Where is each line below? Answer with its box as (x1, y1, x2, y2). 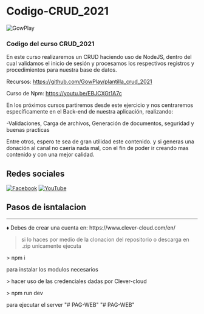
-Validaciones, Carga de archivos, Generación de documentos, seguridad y (6, 120, 194, 127)
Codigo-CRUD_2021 (6, 4, 109, 18)
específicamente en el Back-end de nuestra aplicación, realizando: (6, 108, 174, 115)
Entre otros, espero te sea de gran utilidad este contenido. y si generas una (6, 138, 194, 145)
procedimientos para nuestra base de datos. (6, 66, 117, 73)
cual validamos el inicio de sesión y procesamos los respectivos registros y (6, 60, 194, 67)
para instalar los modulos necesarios (6, 265, 98, 273)
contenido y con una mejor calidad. (6, 151, 95, 159)
